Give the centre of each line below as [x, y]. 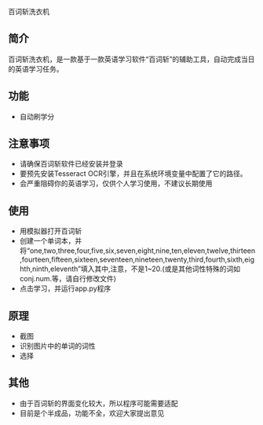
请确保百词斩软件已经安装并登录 [71, 164]
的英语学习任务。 [36, 68]
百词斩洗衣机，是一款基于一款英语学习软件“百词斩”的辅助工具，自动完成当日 [131, 59]
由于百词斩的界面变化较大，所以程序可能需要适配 [99, 403]
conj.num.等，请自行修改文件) [68, 279]
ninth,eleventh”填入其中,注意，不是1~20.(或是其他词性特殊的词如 [136, 269]
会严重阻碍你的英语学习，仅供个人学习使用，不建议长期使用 [116, 184]
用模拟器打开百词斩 [51, 231]
